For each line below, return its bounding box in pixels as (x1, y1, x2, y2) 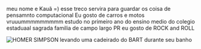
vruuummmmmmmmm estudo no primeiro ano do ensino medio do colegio (6, 18, 195, 25)
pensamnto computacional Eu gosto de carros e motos (6, 11, 145, 19)
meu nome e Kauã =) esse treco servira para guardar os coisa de (6, 5, 171, 12)
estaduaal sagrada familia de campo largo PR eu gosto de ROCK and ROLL (6, 24, 195, 31)
